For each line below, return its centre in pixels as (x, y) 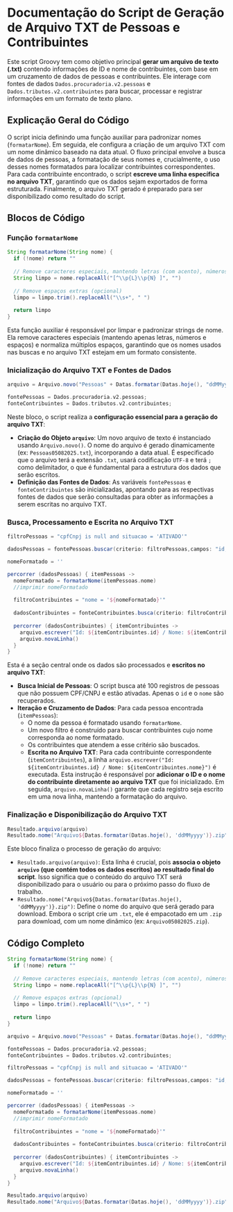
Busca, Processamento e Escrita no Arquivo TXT (91, 522)
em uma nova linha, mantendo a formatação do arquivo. (107, 796)
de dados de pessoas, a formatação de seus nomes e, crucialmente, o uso (114, 159)
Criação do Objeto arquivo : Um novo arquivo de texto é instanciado (114, 437)
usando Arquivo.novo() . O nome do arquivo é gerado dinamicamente (116, 445)
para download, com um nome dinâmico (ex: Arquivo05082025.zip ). (113, 922)
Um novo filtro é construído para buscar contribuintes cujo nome (120, 730)
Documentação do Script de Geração (116, 13)
